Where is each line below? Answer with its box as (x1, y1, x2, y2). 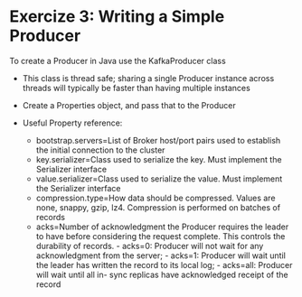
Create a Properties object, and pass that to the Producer (22, 99, 237, 110)
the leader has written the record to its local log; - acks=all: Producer (35, 259, 293, 270)
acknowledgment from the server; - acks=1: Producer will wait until (35, 250, 287, 261)
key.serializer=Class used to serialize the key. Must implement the (35, 153, 282, 164)
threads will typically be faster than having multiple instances (22, 82, 250, 93)
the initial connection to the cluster (35, 144, 165, 155)
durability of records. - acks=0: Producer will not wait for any (35, 240, 264, 251)
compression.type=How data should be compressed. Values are (35, 192, 276, 203)
